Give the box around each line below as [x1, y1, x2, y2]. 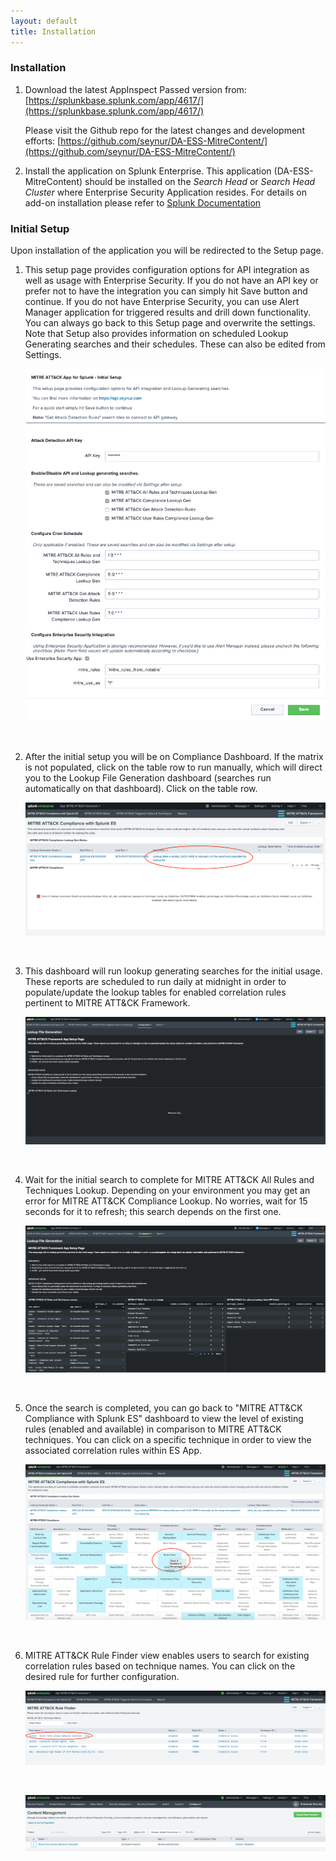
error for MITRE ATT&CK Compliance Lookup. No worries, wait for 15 [24, 1195, 308, 1207]
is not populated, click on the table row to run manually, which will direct [24, 761, 323, 773]
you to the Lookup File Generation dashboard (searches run [24, 771, 272, 784]
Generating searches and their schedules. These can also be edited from [24, 338, 326, 350]
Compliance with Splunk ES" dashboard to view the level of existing [24, 1412, 304, 1424]
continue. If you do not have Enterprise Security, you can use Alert [24, 296, 300, 308]
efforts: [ [24, 135, 62, 147]
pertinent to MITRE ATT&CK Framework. [24, 997, 191, 1009]
